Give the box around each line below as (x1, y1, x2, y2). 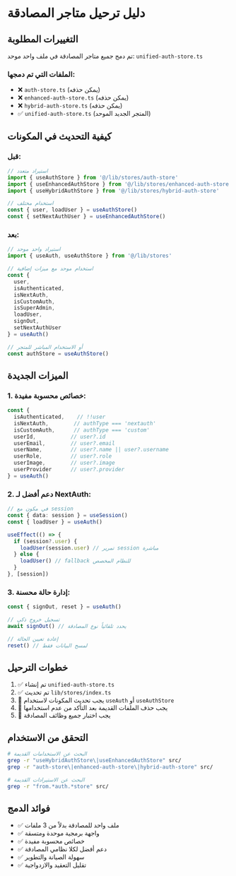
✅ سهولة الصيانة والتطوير (17, 853, 85, 861)
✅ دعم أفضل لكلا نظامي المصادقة (17, 845, 107, 853)
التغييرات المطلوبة (7, 33, 79, 45)
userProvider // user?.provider (13, 466, 125, 473)
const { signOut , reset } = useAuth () (7, 603, 122, 610)
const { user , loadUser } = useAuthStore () (7, 206, 138, 213)
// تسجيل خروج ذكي (7, 616, 60, 623)
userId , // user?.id (13, 433, 106, 440)
